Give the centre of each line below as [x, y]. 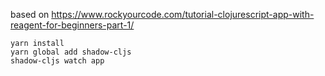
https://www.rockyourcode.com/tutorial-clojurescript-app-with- [183, 14]
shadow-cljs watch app [57, 61]
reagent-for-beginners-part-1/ [72, 25]
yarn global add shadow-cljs [71, 52]
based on [30, 14]
